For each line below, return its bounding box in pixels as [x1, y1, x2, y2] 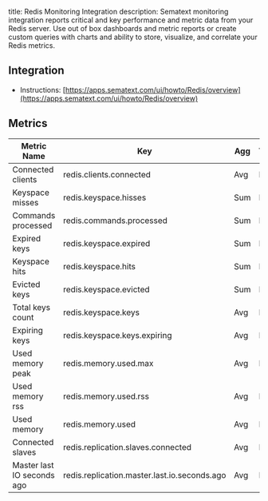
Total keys [12, 301, 51, 312]
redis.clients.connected [63, 169, 152, 180]
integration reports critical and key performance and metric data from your [8, 15, 254, 25]
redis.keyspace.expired [63, 237, 151, 249]
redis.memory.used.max [63, 357, 154, 368]
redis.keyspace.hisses [63, 192, 147, 203]
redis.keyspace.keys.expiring [63, 329, 172, 340]
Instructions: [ [19, 85, 66, 94]
